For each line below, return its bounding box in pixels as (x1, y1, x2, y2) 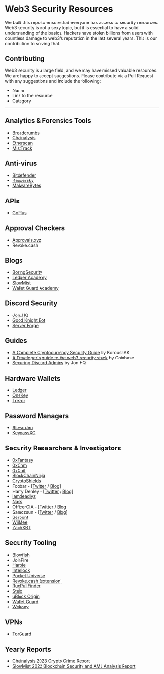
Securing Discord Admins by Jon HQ (12, 360, 86, 366)
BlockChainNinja (12, 472, 45, 478)
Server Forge (12, 322, 39, 328)
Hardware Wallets (5, 374, 61, 382)
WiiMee (12, 519, 28, 525)
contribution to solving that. (5, 40, 61, 46)
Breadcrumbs (12, 130, 40, 135)
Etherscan (12, 140, 33, 146)
